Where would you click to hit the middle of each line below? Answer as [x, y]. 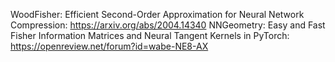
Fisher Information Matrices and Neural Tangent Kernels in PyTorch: [150, 35]
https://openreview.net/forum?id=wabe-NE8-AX [109, 46]
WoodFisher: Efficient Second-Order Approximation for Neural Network [157, 14]
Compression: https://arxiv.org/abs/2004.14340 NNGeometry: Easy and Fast [168, 25]
